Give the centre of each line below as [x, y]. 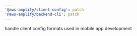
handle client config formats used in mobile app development [68, 28]
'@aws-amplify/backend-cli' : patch [42, 14]
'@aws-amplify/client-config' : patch [44, 10]
